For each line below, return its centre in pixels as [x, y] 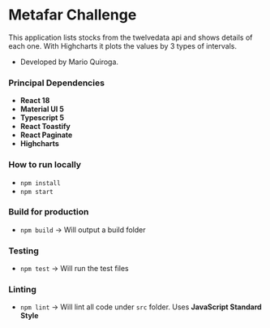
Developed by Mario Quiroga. [69, 62]
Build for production [49, 212]
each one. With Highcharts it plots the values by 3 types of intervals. [123, 45]
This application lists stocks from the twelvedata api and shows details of [131, 37]
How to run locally [45, 165]
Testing [24, 251]
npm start [37, 192]
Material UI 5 [42, 109]
